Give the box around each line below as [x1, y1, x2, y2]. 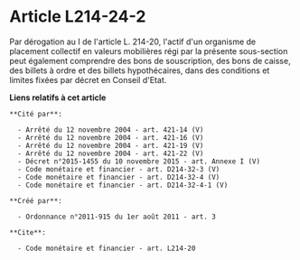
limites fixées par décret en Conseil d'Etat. [9, 74, 167, 85]
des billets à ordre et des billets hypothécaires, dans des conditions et [9, 65, 270, 76]
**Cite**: [9, 227, 47, 237]
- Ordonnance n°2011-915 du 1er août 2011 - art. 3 [17, 212, 217, 221]
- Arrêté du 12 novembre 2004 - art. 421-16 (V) [17, 133, 204, 142]
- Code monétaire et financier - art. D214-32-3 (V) [17, 164, 220, 173]
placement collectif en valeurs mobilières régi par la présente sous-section [9, 45, 288, 56]
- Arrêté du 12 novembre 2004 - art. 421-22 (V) [17, 149, 204, 158]
